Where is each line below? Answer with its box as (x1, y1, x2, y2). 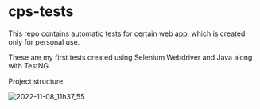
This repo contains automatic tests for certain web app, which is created (8, 29, 246, 38)
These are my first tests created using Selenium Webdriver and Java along (8, 53, 253, 62)
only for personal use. (8, 37, 80, 46)
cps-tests (8, 2, 74, 21)
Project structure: (8, 76, 66, 86)
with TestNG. (8, 60, 51, 70)
